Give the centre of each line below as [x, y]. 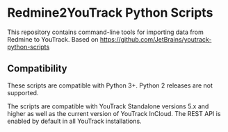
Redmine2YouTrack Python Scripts [110, 13]
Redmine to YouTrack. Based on [53, 39]
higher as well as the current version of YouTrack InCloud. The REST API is [114, 113]
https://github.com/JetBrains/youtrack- [156, 39]
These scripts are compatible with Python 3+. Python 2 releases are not [110, 85]
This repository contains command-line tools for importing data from [105, 32]
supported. [23, 92]
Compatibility [37, 68]
